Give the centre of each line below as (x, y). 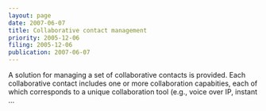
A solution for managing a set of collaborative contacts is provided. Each (127, 75)
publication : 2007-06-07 (49, 52)
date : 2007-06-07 (37, 23)
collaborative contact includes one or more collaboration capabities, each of (133, 83)
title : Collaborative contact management (78, 30)
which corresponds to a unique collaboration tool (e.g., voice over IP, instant (133, 92)
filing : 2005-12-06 (40, 45)
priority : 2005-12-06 (44, 38)
